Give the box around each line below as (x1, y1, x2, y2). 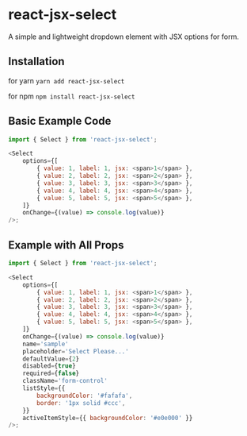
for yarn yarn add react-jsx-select (8, 75, 125, 85)
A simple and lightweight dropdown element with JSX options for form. (8, 32, 240, 41)
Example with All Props (8, 238, 124, 252)
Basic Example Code (8, 114, 112, 128)
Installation (8, 55, 65, 68)
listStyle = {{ (22, 384, 66, 392)
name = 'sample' (22, 340, 69, 348)
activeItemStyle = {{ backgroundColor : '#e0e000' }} (22, 414, 193, 422)
